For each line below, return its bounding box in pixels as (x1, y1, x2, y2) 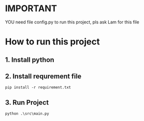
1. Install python (5, 56, 55, 64)
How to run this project (5, 36, 100, 47)
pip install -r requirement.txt (5, 85, 71, 90)
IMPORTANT (5, 3, 57, 14)
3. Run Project (5, 98, 49, 106)
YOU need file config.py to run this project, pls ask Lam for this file (5, 19, 140, 25)
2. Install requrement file (5, 72, 82, 81)
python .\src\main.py (5, 111, 49, 116)
